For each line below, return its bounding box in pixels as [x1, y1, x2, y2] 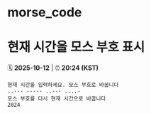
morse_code [7, 4, 82, 21]
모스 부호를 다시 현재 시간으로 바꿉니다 [7, 95, 106, 103]
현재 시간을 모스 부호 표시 [7, 39, 145, 56]
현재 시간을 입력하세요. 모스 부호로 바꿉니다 [7, 81, 119, 89]
